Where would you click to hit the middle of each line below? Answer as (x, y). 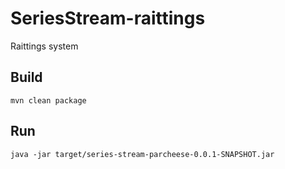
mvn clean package (48, 100)
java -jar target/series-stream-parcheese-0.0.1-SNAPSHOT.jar (142, 154)
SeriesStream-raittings (108, 18)
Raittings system (44, 46)
